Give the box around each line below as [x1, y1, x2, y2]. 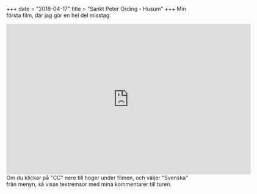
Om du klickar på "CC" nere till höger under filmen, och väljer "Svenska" [6, 174, 189, 181]
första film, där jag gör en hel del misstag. [6, 12, 111, 19]
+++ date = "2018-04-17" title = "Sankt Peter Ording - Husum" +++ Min [6, 5, 186, 12]
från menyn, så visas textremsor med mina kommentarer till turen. [6, 181, 172, 188]
